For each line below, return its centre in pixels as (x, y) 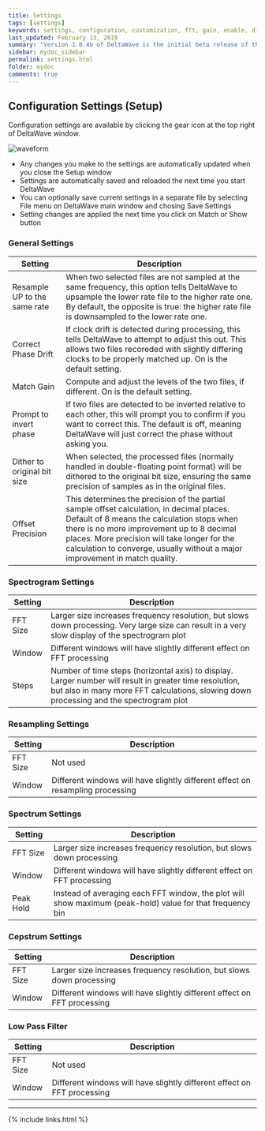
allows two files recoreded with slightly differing (154, 349)
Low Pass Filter (38, 1026)
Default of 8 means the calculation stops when (152, 519)
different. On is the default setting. (129, 391)
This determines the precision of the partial (146, 499)
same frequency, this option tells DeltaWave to (152, 286)
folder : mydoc (32, 67)
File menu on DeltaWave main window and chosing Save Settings (125, 206)
